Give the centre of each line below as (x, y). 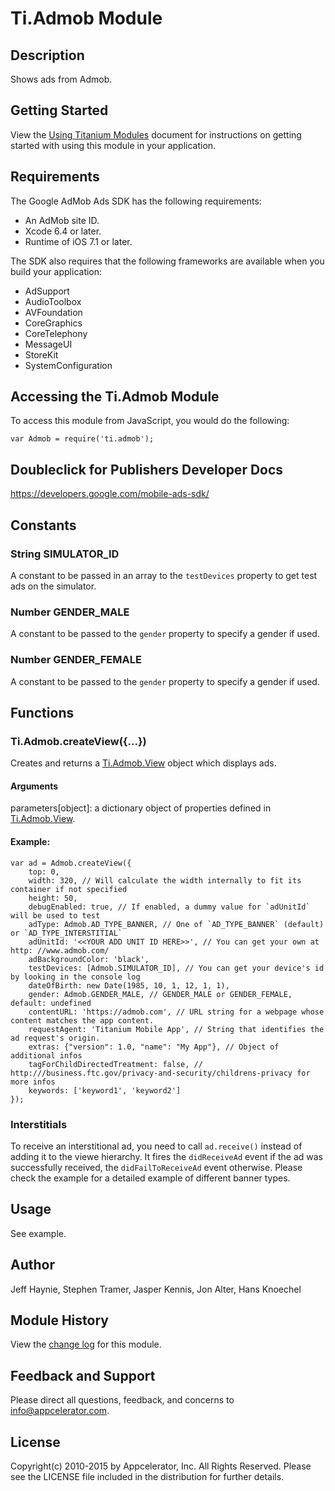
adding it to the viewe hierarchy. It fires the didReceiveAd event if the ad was (166, 1156)
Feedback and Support (83, 1375)
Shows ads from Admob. (61, 79)
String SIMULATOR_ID (65, 554)
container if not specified (69, 889)
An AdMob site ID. (62, 220)
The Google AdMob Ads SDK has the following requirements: (136, 201)
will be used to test (55, 915)
